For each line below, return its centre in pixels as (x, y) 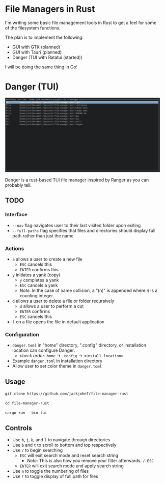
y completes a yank (39, 280)
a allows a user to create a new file (47, 259)
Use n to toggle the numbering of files (51, 471)
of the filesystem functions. (33, 28)
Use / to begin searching (37, 450)
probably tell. (18, 185)
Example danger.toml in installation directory (57, 361)
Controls (19, 428)
